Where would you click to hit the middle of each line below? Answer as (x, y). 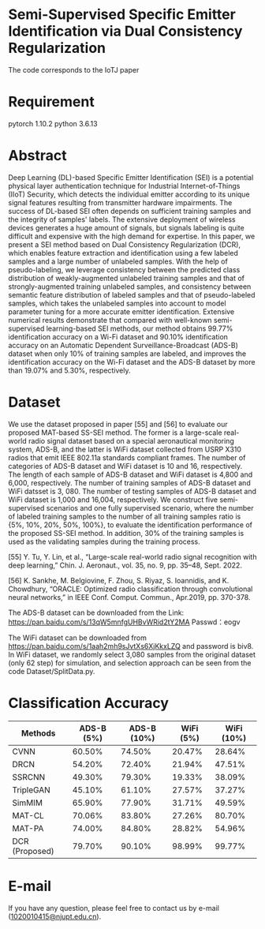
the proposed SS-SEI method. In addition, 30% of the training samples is (126, 533)
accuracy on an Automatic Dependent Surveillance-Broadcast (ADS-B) (123, 345)
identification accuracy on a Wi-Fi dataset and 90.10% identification (118, 336)
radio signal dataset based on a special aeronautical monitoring (131, 440)
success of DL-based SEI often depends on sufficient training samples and (130, 211)
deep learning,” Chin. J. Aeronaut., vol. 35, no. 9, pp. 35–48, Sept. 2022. (125, 565)
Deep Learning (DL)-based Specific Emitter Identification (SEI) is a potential (131, 177)
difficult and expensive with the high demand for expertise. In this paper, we (132, 236)
